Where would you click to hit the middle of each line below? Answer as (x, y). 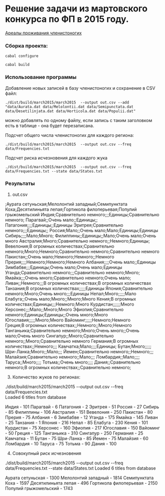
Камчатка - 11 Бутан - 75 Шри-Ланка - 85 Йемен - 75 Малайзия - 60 (77, 438)
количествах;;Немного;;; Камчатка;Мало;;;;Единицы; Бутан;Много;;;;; (78, 346)
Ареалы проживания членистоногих (43, 33)
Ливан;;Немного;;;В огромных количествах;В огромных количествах (78, 283)
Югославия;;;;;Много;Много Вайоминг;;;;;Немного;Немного (68, 320)
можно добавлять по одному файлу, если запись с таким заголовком (79, 120)
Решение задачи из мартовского (76, 9)
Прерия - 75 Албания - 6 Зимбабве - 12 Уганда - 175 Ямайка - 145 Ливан (82, 417)
